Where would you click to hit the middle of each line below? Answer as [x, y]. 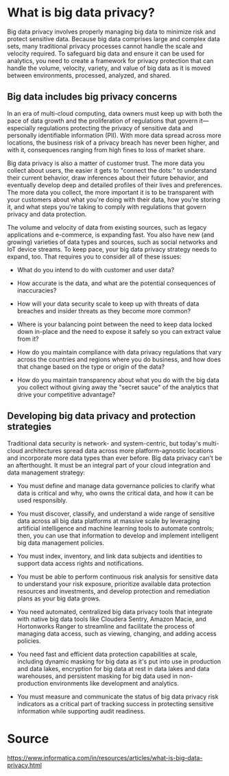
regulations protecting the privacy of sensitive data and [115, 128]
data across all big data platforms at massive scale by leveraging [108, 521]
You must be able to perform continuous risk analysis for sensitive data [117, 577]
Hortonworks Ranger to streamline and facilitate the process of [106, 626]
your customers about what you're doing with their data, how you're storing [114, 199]
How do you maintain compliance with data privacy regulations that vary [119, 352]
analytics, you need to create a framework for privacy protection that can [110, 60]
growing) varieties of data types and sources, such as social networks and [112, 242]
